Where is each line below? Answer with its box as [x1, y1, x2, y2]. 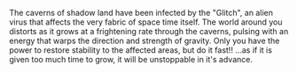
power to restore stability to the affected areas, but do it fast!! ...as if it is [9, 45, 273, 55]
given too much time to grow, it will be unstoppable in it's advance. [9, 55, 253, 64]
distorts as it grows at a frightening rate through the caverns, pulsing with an [9, 26, 289, 36]
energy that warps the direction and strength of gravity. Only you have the [9, 35, 280, 46]
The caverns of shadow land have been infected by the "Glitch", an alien [9, 8, 273, 18]
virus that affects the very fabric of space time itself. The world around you [9, 17, 283, 27]
